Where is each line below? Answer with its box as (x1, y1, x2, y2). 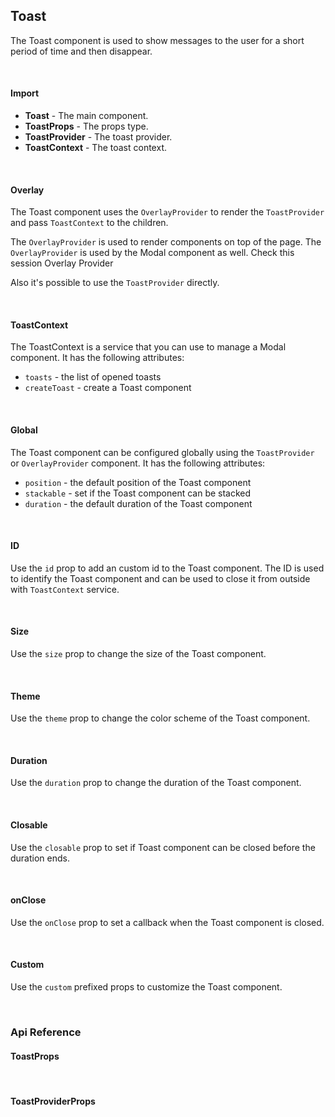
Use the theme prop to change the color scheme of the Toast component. (10, 712, 311, 724)
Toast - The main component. (24, 110, 149, 122)
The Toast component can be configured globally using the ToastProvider (10, 446, 315, 458)
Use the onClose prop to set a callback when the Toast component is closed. (10, 916, 325, 928)
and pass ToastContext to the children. (10, 217, 169, 229)
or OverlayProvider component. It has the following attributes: (10, 457, 266, 469)
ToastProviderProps (10, 1095, 96, 1107)
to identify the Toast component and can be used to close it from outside (10, 572, 311, 584)
